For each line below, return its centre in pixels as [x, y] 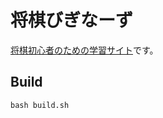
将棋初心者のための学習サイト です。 [84, 50]
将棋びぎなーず [72, 20]
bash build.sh [40, 105]
